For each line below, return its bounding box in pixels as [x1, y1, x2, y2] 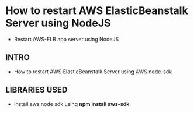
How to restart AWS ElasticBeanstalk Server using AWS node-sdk [13, 68, 172, 75]
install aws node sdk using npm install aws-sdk [13, 100, 130, 107]
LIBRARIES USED [5, 85, 68, 95]
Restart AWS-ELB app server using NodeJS [13, 36, 119, 43]
